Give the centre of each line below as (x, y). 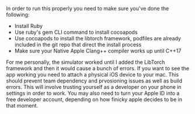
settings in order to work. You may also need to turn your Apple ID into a (93, 93)
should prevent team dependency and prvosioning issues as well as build (94, 81)
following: (18, 15)
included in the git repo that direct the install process (78, 44)
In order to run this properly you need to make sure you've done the (88, 8)
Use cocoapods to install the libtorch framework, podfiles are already (97, 38)
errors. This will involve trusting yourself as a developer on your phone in (94, 87)
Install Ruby (28, 26)
